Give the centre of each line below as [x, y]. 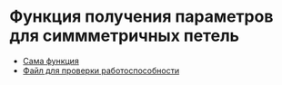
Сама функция [50, 61]
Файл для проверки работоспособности [101, 71]
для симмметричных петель [124, 36]
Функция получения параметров [141, 17]
